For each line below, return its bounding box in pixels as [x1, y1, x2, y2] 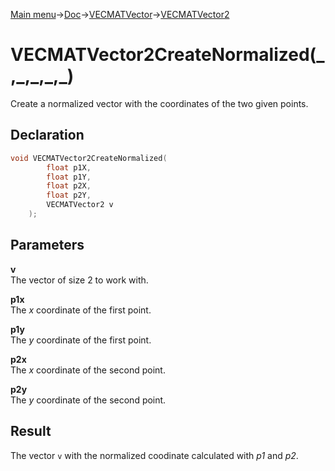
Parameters [10, 237, 85, 254]
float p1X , [46, 162, 92, 173]
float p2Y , [46, 190, 92, 201]
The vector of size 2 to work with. [10, 274, 149, 286]
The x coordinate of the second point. [10, 364, 166, 376]
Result [10, 423, 52, 440]
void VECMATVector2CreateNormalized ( [10, 153, 168, 163]
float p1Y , [46, 172, 92, 182]
